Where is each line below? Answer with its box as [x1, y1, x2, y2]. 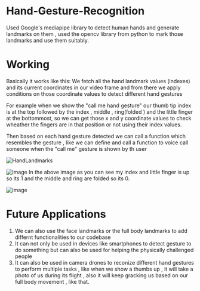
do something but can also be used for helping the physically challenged [14, 246, 194, 253]
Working [6, 58, 50, 71]
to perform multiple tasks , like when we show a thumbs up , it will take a [14, 265, 193, 272]
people [14, 253, 33, 260]
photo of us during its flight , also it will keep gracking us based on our [14, 271, 188, 279]
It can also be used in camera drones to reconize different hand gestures [14, 259, 195, 266]
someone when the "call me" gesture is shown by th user [6, 145, 147, 152]
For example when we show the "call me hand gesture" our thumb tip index [6, 102, 192, 109]
